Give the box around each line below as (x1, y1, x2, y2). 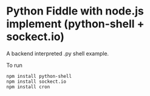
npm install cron (6, 83, 50, 90)
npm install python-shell (6, 73, 72, 79)
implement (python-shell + (6, 17, 145, 31)
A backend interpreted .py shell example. (6, 50, 109, 57)
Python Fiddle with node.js (6, 4, 145, 18)
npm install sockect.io (6, 78, 67, 85)
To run (6, 62, 23, 69)
